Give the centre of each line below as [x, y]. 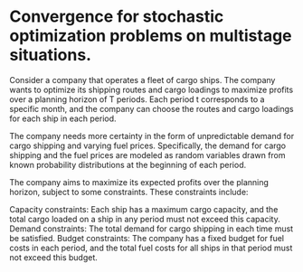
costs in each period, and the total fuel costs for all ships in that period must [151, 248]
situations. [51, 55]
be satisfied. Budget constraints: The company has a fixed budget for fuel [147, 238]
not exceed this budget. [53, 257]
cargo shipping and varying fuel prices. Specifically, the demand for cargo [148, 145]
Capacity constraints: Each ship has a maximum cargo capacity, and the [144, 209]
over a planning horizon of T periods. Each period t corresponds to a [137, 99]
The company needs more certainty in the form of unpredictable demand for [152, 136]
